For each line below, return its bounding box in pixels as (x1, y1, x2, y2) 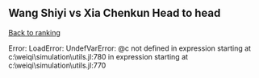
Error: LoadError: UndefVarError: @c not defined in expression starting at (8, 43, 252, 53)
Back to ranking (8, 27, 61, 37)
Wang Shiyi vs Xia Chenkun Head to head (8, 6, 221, 20)
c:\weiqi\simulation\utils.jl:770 (8, 60, 107, 70)
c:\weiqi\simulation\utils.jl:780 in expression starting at (8, 51, 188, 61)
